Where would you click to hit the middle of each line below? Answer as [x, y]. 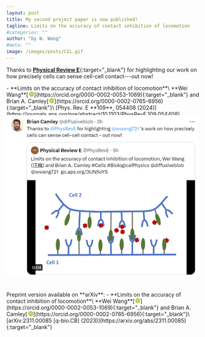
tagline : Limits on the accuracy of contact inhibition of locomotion [98, 26]
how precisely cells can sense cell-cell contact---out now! [80, 76]
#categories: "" [27, 32]
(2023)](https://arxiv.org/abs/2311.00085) [133, 320]
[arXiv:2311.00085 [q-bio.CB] [43, 320]
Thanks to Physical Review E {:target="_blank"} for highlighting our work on [102, 70]
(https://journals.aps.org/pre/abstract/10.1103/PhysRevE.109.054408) [93, 114]
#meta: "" [19, 45]
